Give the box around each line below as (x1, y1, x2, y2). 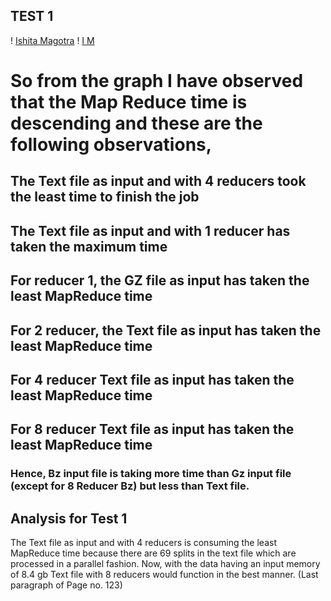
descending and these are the (10, 112, 263, 134)
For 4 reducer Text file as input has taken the (10, 371, 295, 388)
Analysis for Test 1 (10, 510, 128, 527)
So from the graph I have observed (10, 70, 304, 92)
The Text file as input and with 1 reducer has (10, 222, 291, 239)
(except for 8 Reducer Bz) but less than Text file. (10, 479, 250, 493)
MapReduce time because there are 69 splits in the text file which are (10, 547, 297, 559)
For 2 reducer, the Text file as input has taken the (10, 322, 322, 339)
